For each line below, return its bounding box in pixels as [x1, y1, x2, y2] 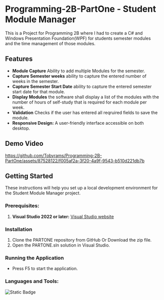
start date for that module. [12, 88, 65, 94]
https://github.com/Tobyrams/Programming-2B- [5, 152, 102, 158]
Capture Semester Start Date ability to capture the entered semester [12, 83, 152, 89]
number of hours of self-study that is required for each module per [12, 99, 147, 105]
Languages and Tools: [5, 278, 59, 285]
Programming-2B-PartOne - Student [5, 3, 156, 15]
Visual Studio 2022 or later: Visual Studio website [12, 214, 114, 219]
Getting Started [5, 172, 53, 180]
